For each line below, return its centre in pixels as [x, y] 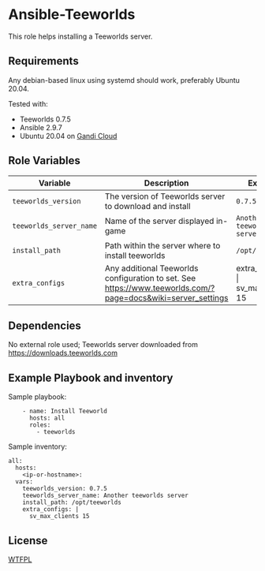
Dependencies [45, 325]
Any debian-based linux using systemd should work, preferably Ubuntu [124, 80]
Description [166, 183]
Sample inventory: [37, 446]
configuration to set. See [150, 278]
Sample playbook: [37, 397]
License [28, 541]
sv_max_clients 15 [59, 517]
